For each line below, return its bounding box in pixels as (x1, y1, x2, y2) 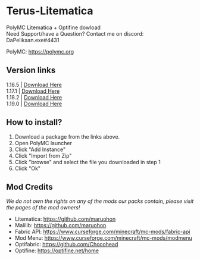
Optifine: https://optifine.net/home (14, 247, 99, 254)
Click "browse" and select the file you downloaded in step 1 (14, 158, 161, 165)
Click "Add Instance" (14, 146, 66, 153)
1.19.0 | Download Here (6, 100, 62, 107)
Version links (6, 65, 56, 76)
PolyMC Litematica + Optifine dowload (6, 24, 101, 31)
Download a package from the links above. (14, 133, 120, 140)
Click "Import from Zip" (14, 152, 72, 159)
